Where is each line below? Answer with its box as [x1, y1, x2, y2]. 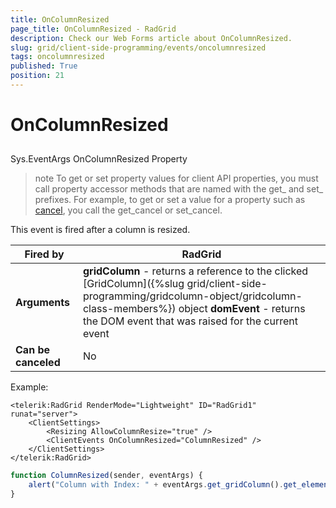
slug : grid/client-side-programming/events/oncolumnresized [10, 42, 267, 53]
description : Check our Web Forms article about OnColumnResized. [10, 33, 293, 43]
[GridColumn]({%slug [82, 277, 185, 291]
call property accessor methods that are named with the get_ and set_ [34, 183, 324, 195]
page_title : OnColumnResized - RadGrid [10, 24, 177, 34]
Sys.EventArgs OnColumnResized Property [10, 153, 188, 165]
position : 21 [10, 71, 65, 81]
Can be [15, 343, 50, 357]
